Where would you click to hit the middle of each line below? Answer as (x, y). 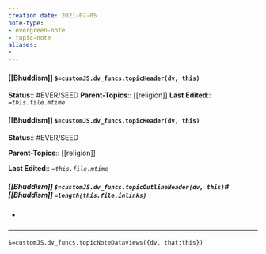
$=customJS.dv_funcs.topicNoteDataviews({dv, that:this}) (106, 242)
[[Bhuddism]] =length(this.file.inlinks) (78, 195)
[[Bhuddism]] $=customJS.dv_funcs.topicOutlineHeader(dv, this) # (119, 186)
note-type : (26, 23)
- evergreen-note (37, 30)
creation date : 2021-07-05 (53, 15)
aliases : (23, 45)
